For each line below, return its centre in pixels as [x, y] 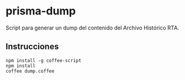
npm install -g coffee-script [44, 60]
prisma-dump [41, 11]
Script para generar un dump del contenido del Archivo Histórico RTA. [92, 28]
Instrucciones [32, 47]
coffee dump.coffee [30, 71]
